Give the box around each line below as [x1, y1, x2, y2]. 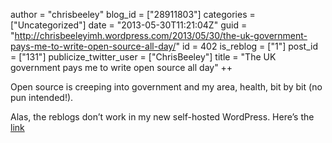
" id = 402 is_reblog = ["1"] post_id [175, 40, 318, 52]
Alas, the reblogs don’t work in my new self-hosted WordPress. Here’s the [10, 111, 315, 123]
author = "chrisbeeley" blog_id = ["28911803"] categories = [10, 9, 256, 20]
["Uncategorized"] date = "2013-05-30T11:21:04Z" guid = [10, 19, 248, 31]
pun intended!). [10, 92, 74, 103]
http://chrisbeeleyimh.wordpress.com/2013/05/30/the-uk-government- [14, 30, 308, 41]
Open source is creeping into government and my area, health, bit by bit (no [10, 81, 323, 93]
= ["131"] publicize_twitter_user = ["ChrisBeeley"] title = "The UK [10, 51, 277, 63]
